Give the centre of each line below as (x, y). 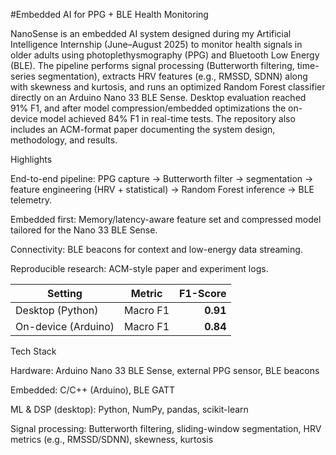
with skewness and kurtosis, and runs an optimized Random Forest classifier (168, 87)
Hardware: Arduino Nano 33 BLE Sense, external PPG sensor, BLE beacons (165, 370)
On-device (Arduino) (65, 326)
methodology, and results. (64, 140)
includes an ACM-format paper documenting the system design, (143, 129)
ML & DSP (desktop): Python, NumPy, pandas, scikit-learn (129, 409)
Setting (65, 293)
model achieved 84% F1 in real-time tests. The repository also (167, 118)
